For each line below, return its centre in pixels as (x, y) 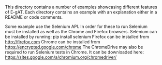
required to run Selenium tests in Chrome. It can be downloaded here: (74, 52)
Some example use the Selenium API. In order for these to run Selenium (76, 26)
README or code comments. (34, 17)
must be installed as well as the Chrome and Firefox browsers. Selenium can (81, 32)
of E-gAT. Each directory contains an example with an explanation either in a (81, 12)
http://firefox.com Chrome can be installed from (53, 42)
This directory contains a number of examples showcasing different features (81, 7)
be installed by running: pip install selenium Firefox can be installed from (77, 37)
